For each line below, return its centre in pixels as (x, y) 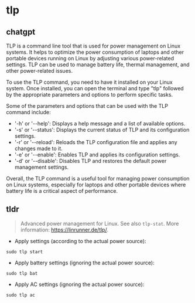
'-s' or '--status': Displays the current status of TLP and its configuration (102, 130)
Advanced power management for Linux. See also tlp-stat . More (100, 223)
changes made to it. (38, 148)
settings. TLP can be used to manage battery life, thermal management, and (98, 64)
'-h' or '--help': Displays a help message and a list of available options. (100, 123)
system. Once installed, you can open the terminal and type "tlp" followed (95, 88)
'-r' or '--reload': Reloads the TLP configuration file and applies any (96, 142)
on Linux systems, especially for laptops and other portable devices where (96, 185)
